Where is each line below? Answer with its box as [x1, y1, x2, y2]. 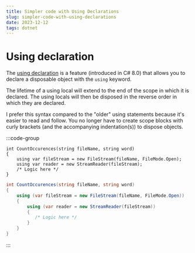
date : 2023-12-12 [6, 19, 49, 25]
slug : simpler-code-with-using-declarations [6, 14, 117, 20]
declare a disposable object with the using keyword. [6, 76, 132, 83]
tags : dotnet [6, 25, 38, 31]
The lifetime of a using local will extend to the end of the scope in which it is [6, 87, 189, 94]
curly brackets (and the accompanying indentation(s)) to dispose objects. [6, 124, 183, 131]
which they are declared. [6, 100, 66, 107]
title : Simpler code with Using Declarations [6, 8, 119, 15]
